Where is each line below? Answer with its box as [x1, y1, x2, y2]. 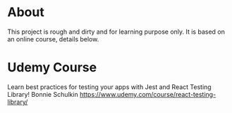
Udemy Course [7, 60, 97, 76]
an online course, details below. [7, 34, 99, 43]
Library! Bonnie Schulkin [7, 90, 79, 98]
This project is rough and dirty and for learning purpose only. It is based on [7, 27, 226, 36]
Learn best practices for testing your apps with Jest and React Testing [7, 82, 212, 91]
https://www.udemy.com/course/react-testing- [80, 90, 216, 98]
